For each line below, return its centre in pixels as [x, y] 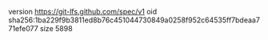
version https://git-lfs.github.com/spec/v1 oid [83, 12]
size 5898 [56, 28]
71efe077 [23, 28]
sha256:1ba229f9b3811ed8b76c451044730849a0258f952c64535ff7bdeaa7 [134, 20]
